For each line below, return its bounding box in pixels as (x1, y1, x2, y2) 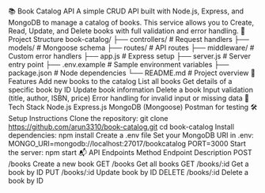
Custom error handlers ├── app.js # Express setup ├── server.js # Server (8, 51, 252, 61)
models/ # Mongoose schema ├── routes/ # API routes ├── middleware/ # (8, 43, 255, 52)
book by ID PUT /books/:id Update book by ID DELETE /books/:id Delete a (8, 168, 249, 176)
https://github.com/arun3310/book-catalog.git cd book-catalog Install (8, 122, 235, 131)
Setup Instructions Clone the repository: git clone (8, 114, 168, 123)
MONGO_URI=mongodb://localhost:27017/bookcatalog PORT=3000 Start (8, 139, 247, 148)
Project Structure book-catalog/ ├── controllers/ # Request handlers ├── (8, 35, 249, 44)
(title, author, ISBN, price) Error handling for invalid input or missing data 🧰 (8, 93, 249, 103)
